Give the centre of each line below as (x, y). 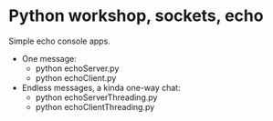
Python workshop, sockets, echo (136, 16)
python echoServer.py (77, 68)
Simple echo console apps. (59, 41)
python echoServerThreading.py (96, 97)
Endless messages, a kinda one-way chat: (101, 87)
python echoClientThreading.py (95, 106)
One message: (49, 58)
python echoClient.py (76, 77)
